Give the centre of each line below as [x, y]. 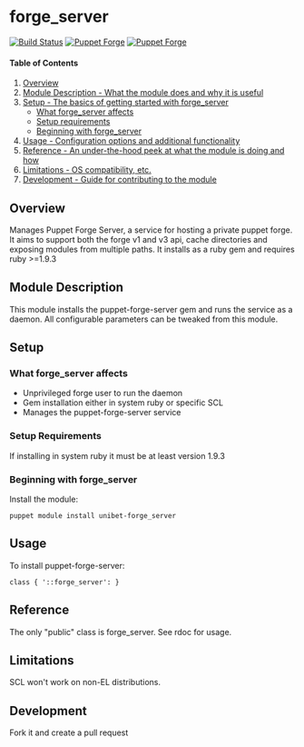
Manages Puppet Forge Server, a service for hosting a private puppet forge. [151, 230]
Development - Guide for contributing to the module [120, 180]
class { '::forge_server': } [64, 582]
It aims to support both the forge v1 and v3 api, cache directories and [138, 239]
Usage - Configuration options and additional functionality [131, 141]
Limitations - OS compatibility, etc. [87, 170]
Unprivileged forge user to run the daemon [103, 393]
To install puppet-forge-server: [67, 565]
